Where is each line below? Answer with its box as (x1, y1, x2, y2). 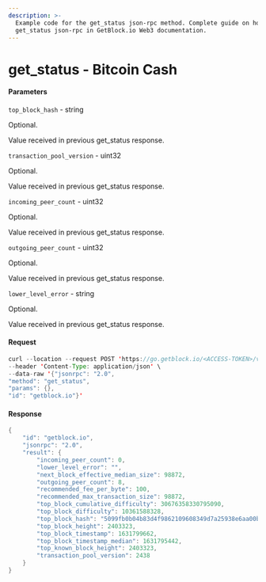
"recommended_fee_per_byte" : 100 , (36, 485, 150, 493)
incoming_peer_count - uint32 (8, 196, 104, 206)
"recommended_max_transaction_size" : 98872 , (36, 493, 186, 501)
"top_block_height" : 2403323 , (36, 522, 136, 531)
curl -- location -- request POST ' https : (8, 355, 144, 363)
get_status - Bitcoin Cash (8, 60, 178, 78)
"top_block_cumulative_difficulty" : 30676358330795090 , (36, 500, 225, 508)
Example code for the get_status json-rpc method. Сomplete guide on (15, 19, 249, 27)
